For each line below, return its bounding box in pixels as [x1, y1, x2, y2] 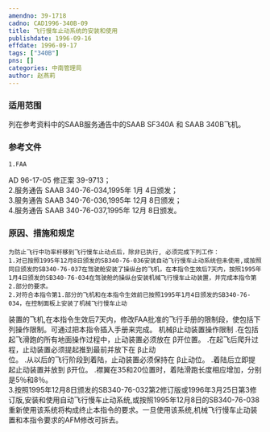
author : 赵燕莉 [8, 72, 56, 80]
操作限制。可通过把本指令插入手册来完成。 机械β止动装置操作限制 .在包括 [15, 324, 260, 334]
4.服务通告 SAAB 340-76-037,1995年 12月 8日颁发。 [8, 206, 181, 216]
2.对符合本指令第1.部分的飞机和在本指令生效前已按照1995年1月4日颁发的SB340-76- [8, 290, 251, 298]
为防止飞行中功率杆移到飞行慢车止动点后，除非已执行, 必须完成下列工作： [8, 248, 220, 256]
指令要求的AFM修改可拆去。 [29, 415, 123, 425]
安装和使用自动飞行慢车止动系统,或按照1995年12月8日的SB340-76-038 [24, 395, 260, 405]
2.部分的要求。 [8, 282, 52, 290]
